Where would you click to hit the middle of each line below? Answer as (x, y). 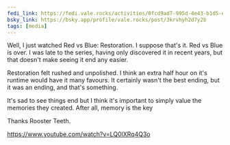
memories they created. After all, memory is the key (80, 108)
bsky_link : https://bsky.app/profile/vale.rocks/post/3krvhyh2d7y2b (107, 20)
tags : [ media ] (27, 26)
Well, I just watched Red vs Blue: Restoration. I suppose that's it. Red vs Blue (115, 46)
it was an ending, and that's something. (63, 87)
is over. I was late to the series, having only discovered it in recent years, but (115, 52)
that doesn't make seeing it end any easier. (68, 60)
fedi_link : (23, 13)
